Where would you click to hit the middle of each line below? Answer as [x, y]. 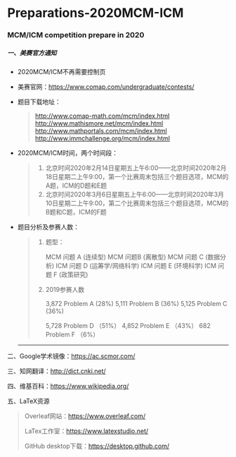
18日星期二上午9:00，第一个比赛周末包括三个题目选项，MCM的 [137, 177]
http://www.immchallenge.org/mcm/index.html [103, 138]
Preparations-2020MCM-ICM [96, 13]
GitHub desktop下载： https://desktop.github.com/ [97, 446]
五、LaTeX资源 [29, 401]
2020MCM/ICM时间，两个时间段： [67, 153]
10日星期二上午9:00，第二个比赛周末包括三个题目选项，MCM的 [137, 203]
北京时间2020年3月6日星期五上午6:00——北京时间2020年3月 [135, 195]
